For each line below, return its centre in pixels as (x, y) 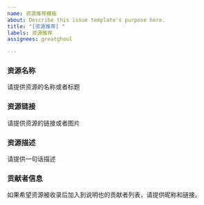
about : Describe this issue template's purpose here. (86, 20)
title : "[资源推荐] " (36, 26)
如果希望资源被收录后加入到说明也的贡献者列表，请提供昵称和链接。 (104, 195)
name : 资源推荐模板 (32, 13)
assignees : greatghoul (40, 39)
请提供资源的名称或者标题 (44, 87)
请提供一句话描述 (31, 159)
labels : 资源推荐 (30, 33)
